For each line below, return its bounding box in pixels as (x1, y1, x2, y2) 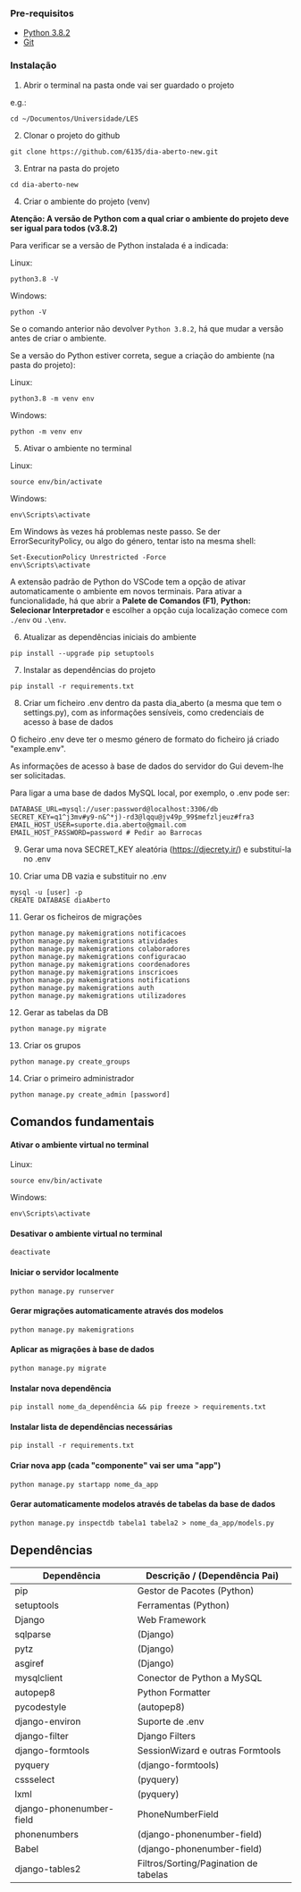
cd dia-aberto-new (10, 180, 79, 189)
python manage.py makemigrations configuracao (10, 952, 187, 961)
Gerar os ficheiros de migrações (22, 911, 142, 922)
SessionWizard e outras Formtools (137, 1744, 281, 1756)
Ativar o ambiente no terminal (22, 442, 132, 453)
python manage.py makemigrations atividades (10, 937, 179, 946)
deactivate (10, 1248, 51, 1257)
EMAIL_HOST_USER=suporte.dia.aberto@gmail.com (10, 820, 187, 829)
